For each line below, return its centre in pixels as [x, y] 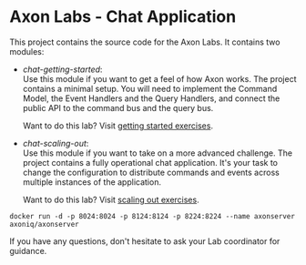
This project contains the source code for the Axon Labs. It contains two [145, 42]
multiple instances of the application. [92, 182]
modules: [27, 51]
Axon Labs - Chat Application [123, 17]
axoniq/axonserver [44, 224]
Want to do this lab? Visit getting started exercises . [118, 126]
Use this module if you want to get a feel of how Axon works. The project [159, 78]
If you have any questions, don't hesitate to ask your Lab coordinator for [145, 241]
